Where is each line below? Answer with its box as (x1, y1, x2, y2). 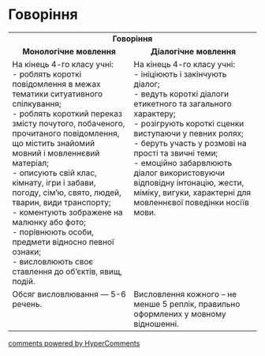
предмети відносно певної (12, 236, 114, 247)
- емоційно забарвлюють (133, 157, 233, 168)
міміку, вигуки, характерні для (133, 187, 251, 198)
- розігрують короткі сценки (133, 118, 244, 129)
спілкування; (12, 98, 62, 109)
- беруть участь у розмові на (133, 137, 247, 148)
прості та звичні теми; (133, 148, 218, 159)
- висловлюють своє (12, 256, 94, 267)
